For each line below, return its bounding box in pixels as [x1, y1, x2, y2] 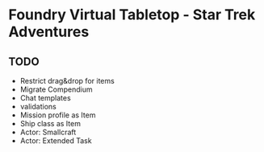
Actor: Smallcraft [19, 127, 77, 137]
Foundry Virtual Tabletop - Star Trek [8, 6, 256, 24]
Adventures [8, 23, 90, 41]
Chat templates [19, 93, 71, 102]
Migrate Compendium [19, 84, 93, 94]
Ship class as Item [19, 119, 81, 128]
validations [19, 102, 57, 111]
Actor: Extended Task [19, 136, 92, 146]
